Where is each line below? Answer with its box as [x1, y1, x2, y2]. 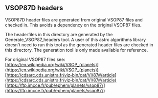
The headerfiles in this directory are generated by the [5, 31, 113, 37]
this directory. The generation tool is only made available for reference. [5, 47, 148, 53]
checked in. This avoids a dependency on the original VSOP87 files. [5, 22, 142, 28]
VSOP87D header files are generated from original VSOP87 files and [5, 17, 143, 22]
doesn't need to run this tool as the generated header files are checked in [5, 41, 153, 48]
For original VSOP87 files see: [5, 56, 65, 62]
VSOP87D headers [5, 4, 64, 12]
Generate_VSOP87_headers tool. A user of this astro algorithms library [5, 37, 146, 42]
